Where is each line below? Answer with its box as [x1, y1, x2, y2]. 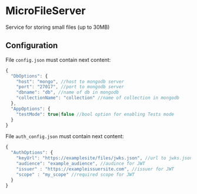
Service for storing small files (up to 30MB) [5, 24, 110, 31]
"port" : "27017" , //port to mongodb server [16, 84, 125, 90]
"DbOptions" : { [11, 73, 48, 79]
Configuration [5, 41, 58, 51]
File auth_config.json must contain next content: [5, 133, 124, 140]
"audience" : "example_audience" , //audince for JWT [16, 160, 145, 166]
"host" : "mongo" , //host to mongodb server [16, 78, 125, 85]
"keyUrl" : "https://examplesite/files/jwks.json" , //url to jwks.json [16, 155, 193, 161]
